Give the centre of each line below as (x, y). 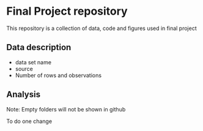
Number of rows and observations (58, 75)
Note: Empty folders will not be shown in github (66, 109)
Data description (39, 47)
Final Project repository (67, 11)
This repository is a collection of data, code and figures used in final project (102, 28)
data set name (33, 62)
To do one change (29, 121)
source (24, 69)
